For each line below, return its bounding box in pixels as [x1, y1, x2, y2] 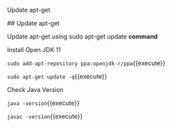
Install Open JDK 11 [7, 46, 62, 54]
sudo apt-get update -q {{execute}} [7, 72, 108, 80]
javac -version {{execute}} [7, 113, 84, 120]
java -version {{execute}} [7, 99, 80, 107]
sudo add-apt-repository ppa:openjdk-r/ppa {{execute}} [7, 59, 166, 67]
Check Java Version [7, 86, 64, 93]
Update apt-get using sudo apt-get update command [7, 32, 158, 41]
